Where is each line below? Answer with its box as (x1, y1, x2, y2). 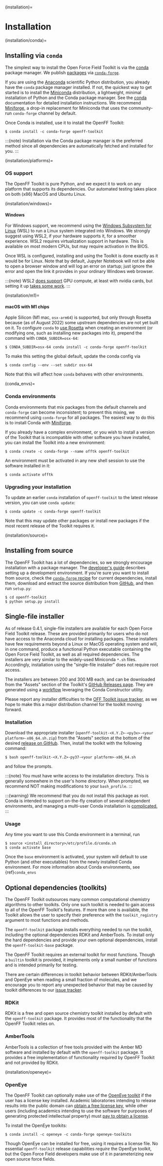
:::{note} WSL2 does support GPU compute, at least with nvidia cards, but (5, 278, 153, 284)
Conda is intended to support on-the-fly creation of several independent (5, 798, 150, 804)
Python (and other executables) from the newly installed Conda (5, 859, 132, 865)
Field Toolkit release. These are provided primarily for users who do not (5, 630, 148, 636)
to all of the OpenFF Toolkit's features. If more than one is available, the (5, 907, 148, 913)
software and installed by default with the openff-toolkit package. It (5, 1049, 144, 1055)
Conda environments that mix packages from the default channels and (5, 404, 146, 410)
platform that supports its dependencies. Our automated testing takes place (5, 186, 157, 192)
